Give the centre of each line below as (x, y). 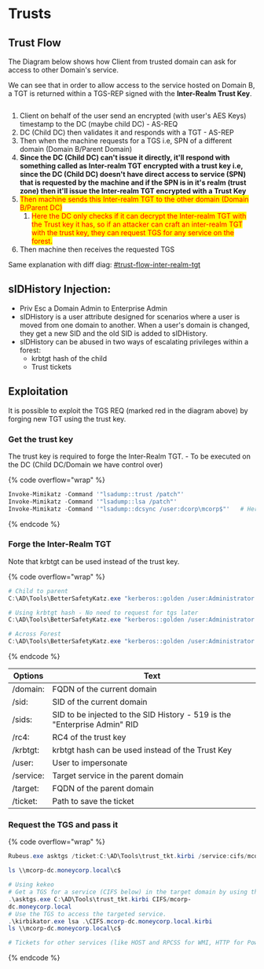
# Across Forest (35, 634)
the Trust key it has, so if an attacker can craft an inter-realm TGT (137, 224)
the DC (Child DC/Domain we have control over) (86, 464)
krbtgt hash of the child (69, 358)
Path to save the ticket (93, 801)
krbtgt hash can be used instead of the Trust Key (142, 750)
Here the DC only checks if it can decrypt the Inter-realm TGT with (139, 216)
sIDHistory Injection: (60, 289)
